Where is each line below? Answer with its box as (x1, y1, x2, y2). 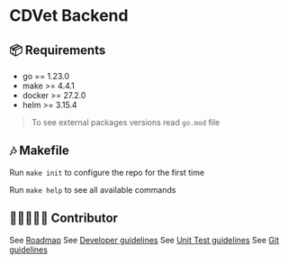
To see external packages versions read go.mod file (31, 117, 220, 127)
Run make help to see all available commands (9, 184, 176, 195)
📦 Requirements (9, 42, 106, 58)
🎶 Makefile (9, 143, 69, 159)
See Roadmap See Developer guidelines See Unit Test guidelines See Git (9, 234, 279, 245)
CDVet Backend (9, 5, 129, 26)
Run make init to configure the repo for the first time (9, 167, 205, 178)
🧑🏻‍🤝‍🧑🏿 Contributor (9, 211, 119, 226)
